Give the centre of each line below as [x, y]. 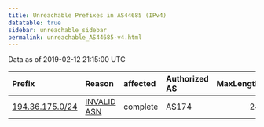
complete [141, 107]
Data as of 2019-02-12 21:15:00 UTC [67, 60]
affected [140, 84]
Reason [99, 84]
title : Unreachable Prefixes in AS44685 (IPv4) [88, 15]
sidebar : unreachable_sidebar [58, 30]
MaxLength [238, 84]
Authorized [188, 79]
